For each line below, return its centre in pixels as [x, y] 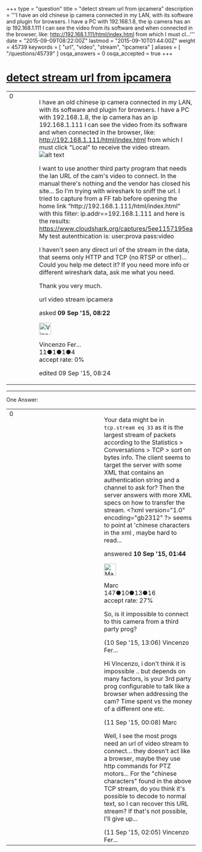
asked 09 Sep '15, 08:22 [75, 313]
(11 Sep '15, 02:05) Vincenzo [147, 832]
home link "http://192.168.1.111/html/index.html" [110, 206]
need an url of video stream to [147, 743]
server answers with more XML [148, 495]
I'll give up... [121, 818]
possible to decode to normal [145, 796]
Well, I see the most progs [141, 736]
